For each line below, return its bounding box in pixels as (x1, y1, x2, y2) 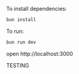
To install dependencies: (6, 5, 68, 12)
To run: (6, 27, 24, 35)
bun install (6, 17, 36, 23)
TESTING (6, 61, 30, 69)
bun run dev (6, 39, 36, 45)
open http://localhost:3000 (6, 50, 74, 57)
